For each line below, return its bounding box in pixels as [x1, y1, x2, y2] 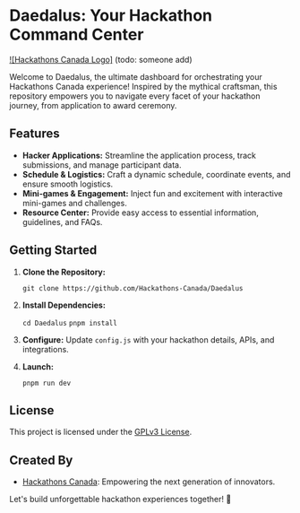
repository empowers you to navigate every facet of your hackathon [9, 91, 261, 101]
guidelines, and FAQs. [21, 216, 103, 227]
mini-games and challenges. [21, 197, 127, 208]
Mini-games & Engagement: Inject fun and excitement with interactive [21, 187, 284, 198]
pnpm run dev [21, 378, 72, 387]
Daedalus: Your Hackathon [9, 5, 213, 26]
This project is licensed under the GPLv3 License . [9, 427, 193, 438]
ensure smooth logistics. [21, 178, 114, 189]
